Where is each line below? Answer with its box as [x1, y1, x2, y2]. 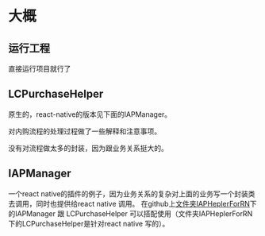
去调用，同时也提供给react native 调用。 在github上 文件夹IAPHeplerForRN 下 [8, 199, 257, 208]
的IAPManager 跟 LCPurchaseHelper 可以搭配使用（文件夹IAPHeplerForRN [8, 208, 253, 219]
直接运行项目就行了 [8, 64, 71, 73]
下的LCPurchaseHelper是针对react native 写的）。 [8, 219, 170, 228]
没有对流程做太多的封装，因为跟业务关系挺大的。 [8, 143, 168, 153]
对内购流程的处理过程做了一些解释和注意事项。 [8, 126, 161, 136]
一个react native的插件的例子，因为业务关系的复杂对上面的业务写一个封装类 [8, 188, 255, 199]
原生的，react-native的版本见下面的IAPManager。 [8, 109, 172, 119]
